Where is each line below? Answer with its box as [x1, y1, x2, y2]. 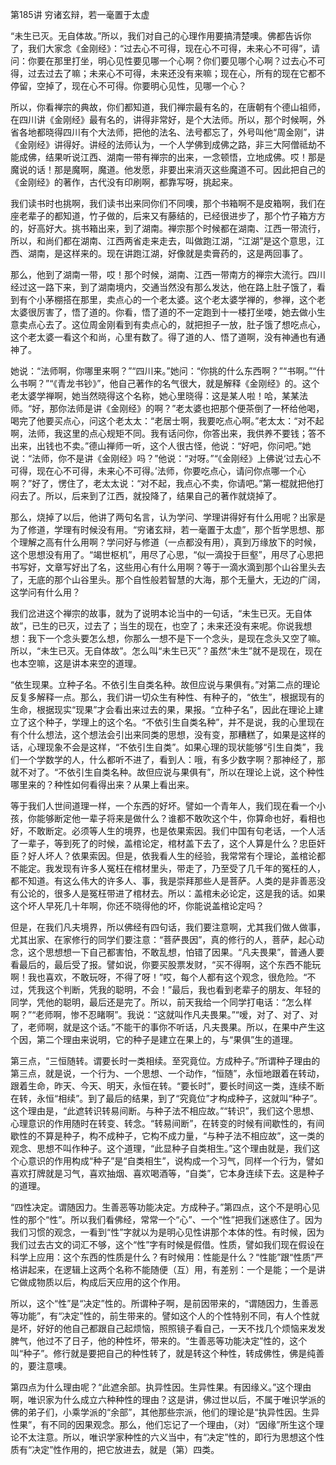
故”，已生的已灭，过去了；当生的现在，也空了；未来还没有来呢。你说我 [10, 620, 304, 632]
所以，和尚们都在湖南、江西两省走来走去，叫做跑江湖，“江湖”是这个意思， [10, 235, 317, 247]
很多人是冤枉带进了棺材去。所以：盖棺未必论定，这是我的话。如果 [53, 888, 326, 899]
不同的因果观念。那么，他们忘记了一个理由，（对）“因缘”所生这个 [49, 1419, 316, 1430]
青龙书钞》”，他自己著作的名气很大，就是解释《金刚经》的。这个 [57, 378, 320, 389]
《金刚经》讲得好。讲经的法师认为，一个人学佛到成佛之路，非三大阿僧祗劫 [10, 139, 317, 150]
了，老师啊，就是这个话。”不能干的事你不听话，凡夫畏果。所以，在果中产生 [10, 1021, 317, 1033]
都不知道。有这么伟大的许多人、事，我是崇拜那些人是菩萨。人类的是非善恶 [10, 875, 317, 887]
